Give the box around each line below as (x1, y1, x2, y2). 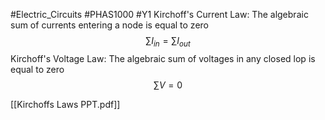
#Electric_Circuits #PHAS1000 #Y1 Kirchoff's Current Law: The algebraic (10, 9, 309, 20)
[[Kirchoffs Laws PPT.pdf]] (10, 98, 121, 110)
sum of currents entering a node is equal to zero (10, 19, 209, 31)
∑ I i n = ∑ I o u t (145, 35, 191, 49)
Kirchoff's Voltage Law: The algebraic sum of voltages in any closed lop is (10, 52, 316, 64)
